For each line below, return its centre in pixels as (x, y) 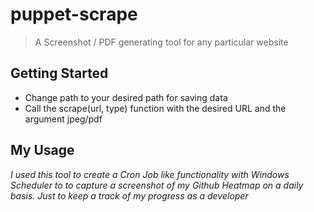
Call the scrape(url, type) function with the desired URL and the (155, 108)
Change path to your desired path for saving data (126, 97)
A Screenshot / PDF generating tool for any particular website (161, 42)
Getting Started (59, 73)
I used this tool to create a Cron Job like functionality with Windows (150, 174)
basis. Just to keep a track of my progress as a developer (129, 195)
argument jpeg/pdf (63, 119)
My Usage (42, 150)
